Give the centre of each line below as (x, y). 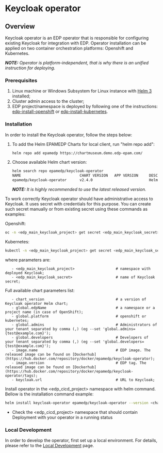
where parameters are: (28, 260)
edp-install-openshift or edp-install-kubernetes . (60, 111)
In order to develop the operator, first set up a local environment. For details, (81, 440)
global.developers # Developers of (82, 337)
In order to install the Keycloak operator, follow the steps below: (69, 135)
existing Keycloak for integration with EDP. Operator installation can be (76, 43)
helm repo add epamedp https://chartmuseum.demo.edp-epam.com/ (77, 153)
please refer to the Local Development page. (50, 446)
